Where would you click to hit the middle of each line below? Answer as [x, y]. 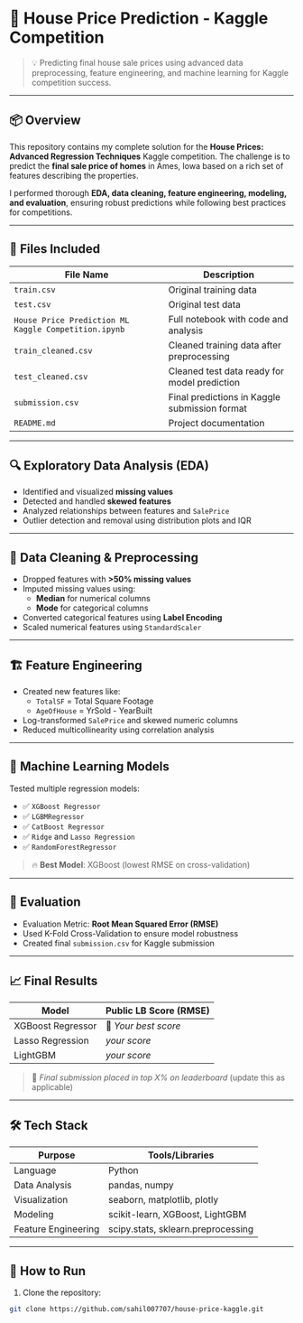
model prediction [204, 382]
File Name [87, 275]
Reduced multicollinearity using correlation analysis [118, 730]
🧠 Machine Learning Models [89, 767]
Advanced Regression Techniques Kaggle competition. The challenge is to [150, 156]
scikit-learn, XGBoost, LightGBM [177, 1215]
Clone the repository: [62, 1293]
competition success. [71, 82]
